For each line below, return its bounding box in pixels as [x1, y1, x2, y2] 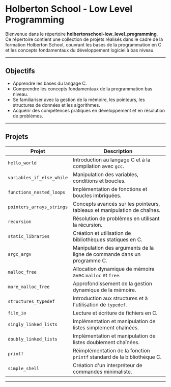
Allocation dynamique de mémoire [73, 265, 155, 272]
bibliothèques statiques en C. [73, 236, 142, 243]
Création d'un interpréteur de [73, 361, 142, 369]
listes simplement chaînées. [73, 324, 139, 331]
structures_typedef [8, 298, 55, 304]
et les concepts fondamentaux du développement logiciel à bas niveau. [5, 47, 155, 53]
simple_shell [8, 366, 40, 371]
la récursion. [73, 221, 103, 228]
